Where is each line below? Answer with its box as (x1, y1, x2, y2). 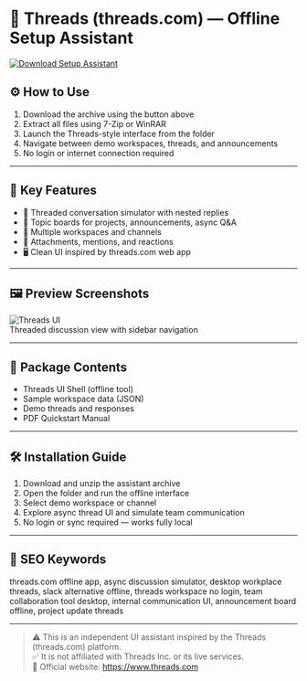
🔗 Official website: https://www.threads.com (31, 661, 199, 672)
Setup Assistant (9, 27, 134, 48)
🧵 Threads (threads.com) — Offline (9, 8, 281, 29)
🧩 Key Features (9, 183, 98, 198)
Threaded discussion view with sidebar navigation (9, 325, 198, 335)
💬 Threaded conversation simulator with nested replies (22, 207, 229, 218)
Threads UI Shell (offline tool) (22, 384, 134, 395)
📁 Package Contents (9, 359, 128, 375)
